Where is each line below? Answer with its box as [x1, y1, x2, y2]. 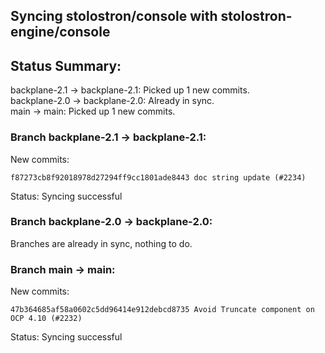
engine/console [10, 24, 111, 41]
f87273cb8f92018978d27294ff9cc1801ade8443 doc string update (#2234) [10, 172, 307, 183]
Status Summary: [10, 57, 122, 74]
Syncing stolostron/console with [10, 8, 218, 25]
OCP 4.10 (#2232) [10, 314, 83, 324]
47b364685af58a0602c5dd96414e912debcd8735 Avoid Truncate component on [10, 305, 315, 315]
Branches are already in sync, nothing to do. [10, 237, 193, 249]
